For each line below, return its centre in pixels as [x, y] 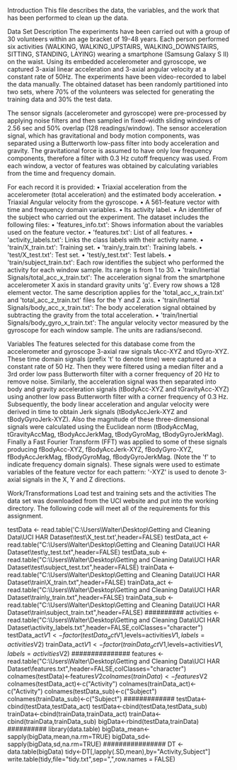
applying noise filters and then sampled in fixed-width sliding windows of [114, 121]
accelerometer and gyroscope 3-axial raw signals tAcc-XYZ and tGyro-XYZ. [118, 351]
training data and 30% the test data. [60, 99]
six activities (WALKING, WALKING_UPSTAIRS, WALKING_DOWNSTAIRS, [113, 46]
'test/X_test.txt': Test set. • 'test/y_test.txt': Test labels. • [89, 255]
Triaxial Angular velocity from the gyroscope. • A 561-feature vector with [114, 202]
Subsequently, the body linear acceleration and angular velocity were [109, 404]
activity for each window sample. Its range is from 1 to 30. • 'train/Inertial [114, 270]
